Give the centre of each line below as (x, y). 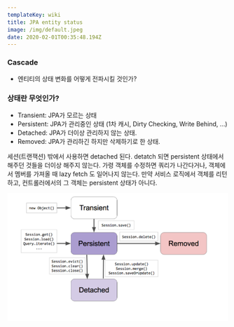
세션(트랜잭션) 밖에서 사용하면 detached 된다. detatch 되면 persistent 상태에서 (116, 156)
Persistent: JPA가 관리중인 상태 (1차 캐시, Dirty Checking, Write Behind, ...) (122, 124)
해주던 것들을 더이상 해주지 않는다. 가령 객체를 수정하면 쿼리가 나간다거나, (107, 165)
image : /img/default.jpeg (45, 29)
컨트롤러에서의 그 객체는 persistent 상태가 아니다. (90, 182)
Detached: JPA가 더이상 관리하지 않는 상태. (77, 133)
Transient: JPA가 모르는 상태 (57, 115)
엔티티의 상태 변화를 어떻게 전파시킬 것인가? (77, 79)
